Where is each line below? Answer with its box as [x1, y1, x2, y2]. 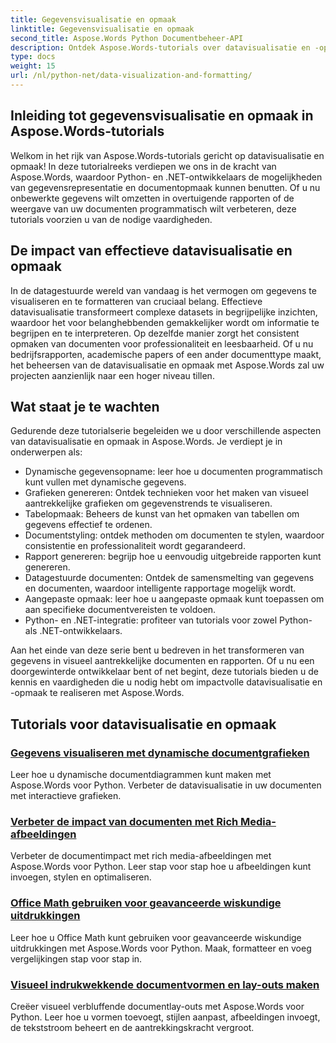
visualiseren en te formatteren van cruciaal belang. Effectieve [10, 295, 263, 307]
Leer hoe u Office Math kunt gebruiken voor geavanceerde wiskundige [10, 931, 302, 943]
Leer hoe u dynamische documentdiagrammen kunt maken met [10, 769, 272, 780]
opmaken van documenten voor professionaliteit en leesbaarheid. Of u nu [10, 337, 314, 350]
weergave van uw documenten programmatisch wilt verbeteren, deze [10, 202, 297, 215]
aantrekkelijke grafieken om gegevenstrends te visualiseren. [24, 497, 273, 510]
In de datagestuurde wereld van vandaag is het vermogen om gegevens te [10, 284, 317, 296]
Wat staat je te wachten [10, 398, 160, 415]
